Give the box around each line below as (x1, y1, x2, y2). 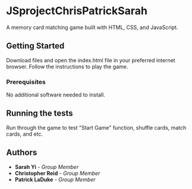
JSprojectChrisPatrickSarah (6, 4, 147, 18)
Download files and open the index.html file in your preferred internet (6, 56, 175, 63)
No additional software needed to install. (6, 91, 105, 98)
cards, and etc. (6, 130, 43, 137)
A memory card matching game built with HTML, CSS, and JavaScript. (6, 24, 178, 31)
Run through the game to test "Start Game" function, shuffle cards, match (6, 124, 187, 131)
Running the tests (6, 108, 73, 118)
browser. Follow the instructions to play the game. (6, 63, 128, 70)
